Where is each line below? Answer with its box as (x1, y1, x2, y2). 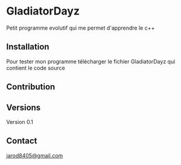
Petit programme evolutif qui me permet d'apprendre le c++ (6, 24, 155, 31)
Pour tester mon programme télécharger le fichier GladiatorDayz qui (6, 57, 176, 65)
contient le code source (6, 64, 65, 71)
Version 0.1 (6, 118, 33, 125)
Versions (6, 102, 41, 112)
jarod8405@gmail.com (6, 152, 63, 159)
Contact (6, 136, 37, 146)
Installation (6, 42, 49, 52)
